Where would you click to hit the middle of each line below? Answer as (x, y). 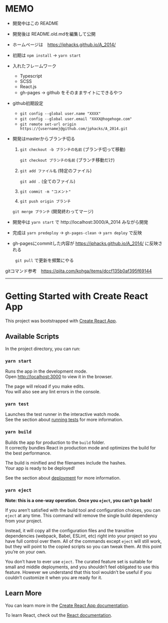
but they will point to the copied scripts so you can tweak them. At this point (83, 546)
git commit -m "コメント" (45, 192)
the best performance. (28, 453)
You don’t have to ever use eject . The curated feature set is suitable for (79, 561)
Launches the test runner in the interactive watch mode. (63, 414)
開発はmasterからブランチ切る (44, 138)
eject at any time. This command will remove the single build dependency (81, 515)
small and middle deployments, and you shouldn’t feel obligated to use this (82, 567)
